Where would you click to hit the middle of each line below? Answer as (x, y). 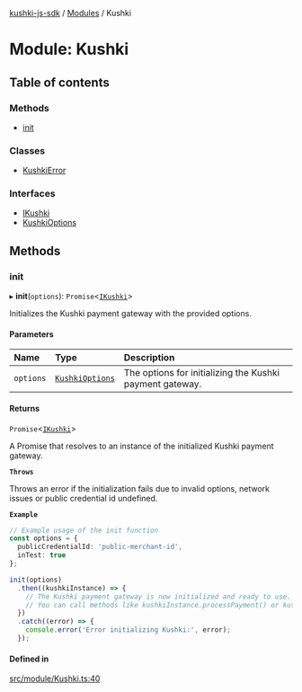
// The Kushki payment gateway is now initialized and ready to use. (159, 597)
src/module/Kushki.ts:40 (55, 679)
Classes (27, 150)
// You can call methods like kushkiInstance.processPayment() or (152, 605)
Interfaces (32, 194)
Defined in (29, 659)
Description (149, 358)
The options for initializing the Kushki (202, 373)
